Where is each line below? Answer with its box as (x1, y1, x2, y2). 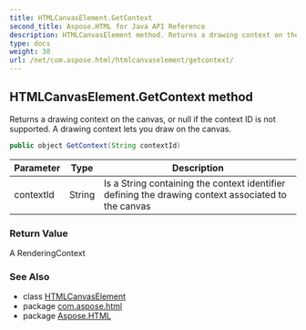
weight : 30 (9, 47, 51, 57)
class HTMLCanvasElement (22, 291, 126, 302)
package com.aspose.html (22, 301, 123, 312)
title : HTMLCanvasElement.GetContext (9, 13, 153, 23)
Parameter (14, 161, 61, 174)
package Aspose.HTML (22, 311, 112, 322)
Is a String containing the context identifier (103, 177, 286, 190)
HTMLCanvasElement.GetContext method (9, 89, 253, 105)
